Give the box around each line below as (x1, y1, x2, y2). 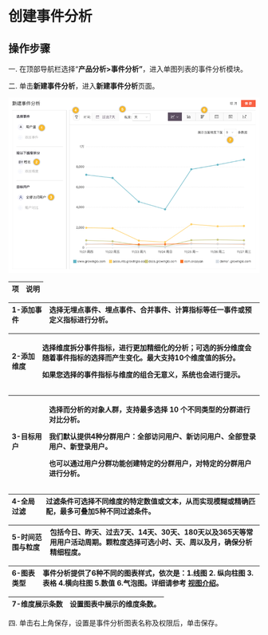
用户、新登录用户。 (49, 442, 112, 452)
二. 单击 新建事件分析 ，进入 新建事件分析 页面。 (8, 81, 160, 90)
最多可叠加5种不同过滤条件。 (59, 507, 156, 516)
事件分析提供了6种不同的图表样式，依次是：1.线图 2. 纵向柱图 (42, 568, 246, 578)
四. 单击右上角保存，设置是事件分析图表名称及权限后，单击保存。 (8, 617, 222, 627)
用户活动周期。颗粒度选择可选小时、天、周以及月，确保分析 (57, 538, 253, 547)
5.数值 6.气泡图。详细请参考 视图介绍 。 (94, 578, 223, 588)
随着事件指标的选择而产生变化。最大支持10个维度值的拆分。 (41, 353, 240, 363)
